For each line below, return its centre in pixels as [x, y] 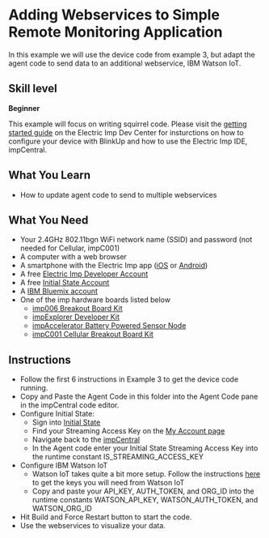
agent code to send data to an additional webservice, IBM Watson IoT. [125, 63]
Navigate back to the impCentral [86, 440]
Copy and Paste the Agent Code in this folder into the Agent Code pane [139, 397]
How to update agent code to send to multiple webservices [118, 194]
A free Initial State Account [65, 283]
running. [34, 388]
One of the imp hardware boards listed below [95, 300]
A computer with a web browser [74, 257]
